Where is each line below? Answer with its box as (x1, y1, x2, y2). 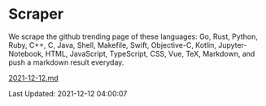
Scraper (8, 5, 63, 23)
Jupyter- (218, 40, 247, 49)
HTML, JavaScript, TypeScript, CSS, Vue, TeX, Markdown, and (45, 49, 255, 58)
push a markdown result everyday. (8, 57, 124, 67)
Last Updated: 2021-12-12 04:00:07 (8, 88, 128, 98)
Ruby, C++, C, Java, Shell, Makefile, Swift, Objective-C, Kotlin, (8, 40, 217, 49)
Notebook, (8, 49, 44, 58)
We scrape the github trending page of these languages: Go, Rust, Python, (8, 32, 259, 41)
